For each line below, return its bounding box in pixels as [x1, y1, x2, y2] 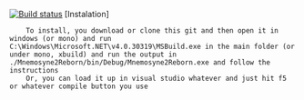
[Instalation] [64, 9, 109, 19]
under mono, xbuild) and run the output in [9, 50, 177, 59]
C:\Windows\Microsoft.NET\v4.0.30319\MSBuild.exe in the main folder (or [9, 42, 296, 51]
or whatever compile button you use [9, 82, 148, 91]
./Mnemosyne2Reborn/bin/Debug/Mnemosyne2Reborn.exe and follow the [9, 58, 271, 67]
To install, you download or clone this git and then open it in [25, 26, 279, 35]
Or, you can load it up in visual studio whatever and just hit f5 [25, 74, 287, 83]
